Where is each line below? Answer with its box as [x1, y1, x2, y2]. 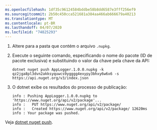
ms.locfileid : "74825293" [5, 30, 57, 35]
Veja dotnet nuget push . [5, 119, 53, 125]
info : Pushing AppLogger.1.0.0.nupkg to [12, 93, 97, 98]
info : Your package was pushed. [12, 111, 80, 115]
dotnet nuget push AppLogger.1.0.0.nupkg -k [12, 67, 104, 72]
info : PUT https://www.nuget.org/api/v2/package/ [12, 102, 122, 107]
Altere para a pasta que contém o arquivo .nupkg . [12, 43, 111, 49]
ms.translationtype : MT [5, 16, 53, 21]
